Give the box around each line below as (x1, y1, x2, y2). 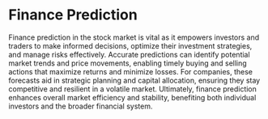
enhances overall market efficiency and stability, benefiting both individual (8, 92, 257, 102)
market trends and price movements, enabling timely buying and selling (8, 58, 247, 68)
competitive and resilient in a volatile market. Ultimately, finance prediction (8, 83, 257, 94)
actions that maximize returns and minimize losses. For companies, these (8, 66, 253, 76)
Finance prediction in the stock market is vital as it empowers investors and (8, 32, 260, 42)
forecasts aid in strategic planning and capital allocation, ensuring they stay (8, 75, 261, 85)
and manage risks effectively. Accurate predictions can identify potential (8, 49, 250, 59)
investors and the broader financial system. (8, 101, 153, 111)
